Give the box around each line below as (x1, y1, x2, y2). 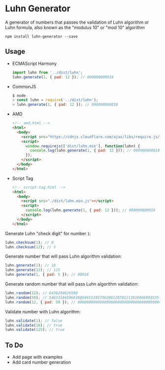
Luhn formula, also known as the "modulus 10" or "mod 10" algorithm (5, 24, 145, 30)
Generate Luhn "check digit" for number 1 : (5, 230, 91, 236)
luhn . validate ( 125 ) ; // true (5, 327, 65, 333)
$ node (12, 93, 26, 98)
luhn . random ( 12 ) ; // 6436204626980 (5, 291, 78, 296)
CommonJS (12, 83, 36, 89)
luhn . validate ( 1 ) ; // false (5, 318, 63, 323)
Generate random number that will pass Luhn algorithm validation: (5, 281, 139, 287)
